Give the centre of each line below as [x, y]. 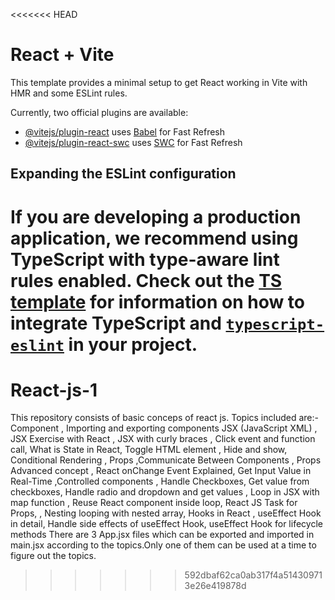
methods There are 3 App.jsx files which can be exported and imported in [162, 535]
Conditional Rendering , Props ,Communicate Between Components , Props [166, 460]
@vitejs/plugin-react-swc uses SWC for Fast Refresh [133, 142]
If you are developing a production [156, 216]
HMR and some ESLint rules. [69, 93]
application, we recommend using [154, 238]
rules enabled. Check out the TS [146, 280]
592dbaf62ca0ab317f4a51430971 [253, 575]
